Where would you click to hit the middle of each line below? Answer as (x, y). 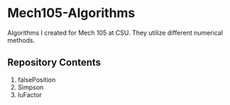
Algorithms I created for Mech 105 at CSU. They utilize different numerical (115, 33)
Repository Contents (54, 63)
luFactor (30, 94)
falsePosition (37, 79)
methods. (21, 40)
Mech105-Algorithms (71, 13)
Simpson (31, 87)
